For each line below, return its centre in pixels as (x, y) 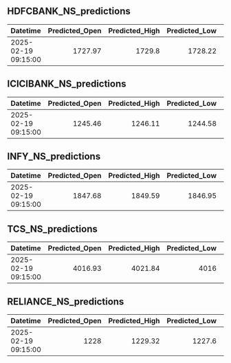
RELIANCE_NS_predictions (66, 301)
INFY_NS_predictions (54, 156)
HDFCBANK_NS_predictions (69, 11)
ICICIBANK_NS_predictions (67, 84)
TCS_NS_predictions (52, 229)
